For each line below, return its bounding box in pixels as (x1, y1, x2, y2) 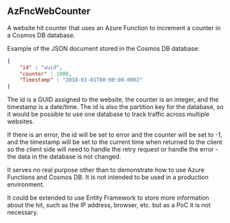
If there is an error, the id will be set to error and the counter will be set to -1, (7, 130, 223, 139)
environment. (7, 180, 45, 189)
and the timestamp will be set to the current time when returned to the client (7, 138, 222, 146)
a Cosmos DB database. (7, 31, 76, 39)
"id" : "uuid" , (19, 64, 63, 71)
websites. (7, 117, 34, 126)
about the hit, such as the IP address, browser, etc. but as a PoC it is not (7, 201, 211, 209)
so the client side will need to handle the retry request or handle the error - (7, 145, 218, 154)
